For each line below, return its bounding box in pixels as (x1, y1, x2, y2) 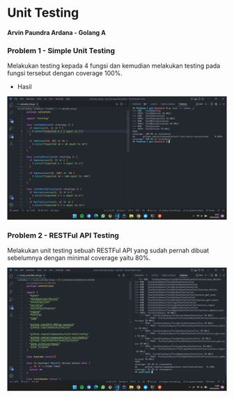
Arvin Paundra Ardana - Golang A (7, 28, 106, 36)
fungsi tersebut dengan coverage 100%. (7, 69, 123, 77)
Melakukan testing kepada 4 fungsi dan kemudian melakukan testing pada (7, 61, 221, 70)
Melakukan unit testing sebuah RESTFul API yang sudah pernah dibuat (7, 246, 210, 255)
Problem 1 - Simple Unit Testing (7, 45, 116, 55)
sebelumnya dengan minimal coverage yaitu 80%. (7, 254, 151, 262)
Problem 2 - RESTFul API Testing (7, 231, 120, 240)
